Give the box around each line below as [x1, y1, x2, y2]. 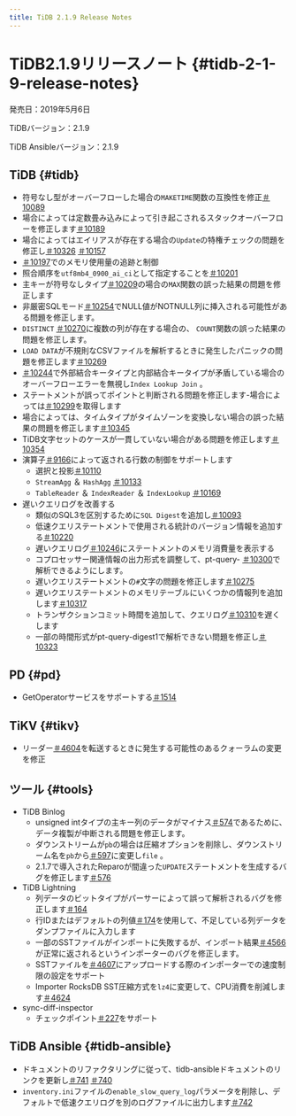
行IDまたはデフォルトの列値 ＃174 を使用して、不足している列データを [34, 914, 287, 926]
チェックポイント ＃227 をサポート [34, 1012, 158, 1023]
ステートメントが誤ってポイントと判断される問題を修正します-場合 [21, 390, 266, 400]
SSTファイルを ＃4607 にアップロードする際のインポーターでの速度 [34, 958, 278, 970]
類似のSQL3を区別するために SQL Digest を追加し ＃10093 [34, 510, 242, 521]
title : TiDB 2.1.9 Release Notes [9, 12, 133, 22]
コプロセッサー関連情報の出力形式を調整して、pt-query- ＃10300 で [34, 554, 281, 565]
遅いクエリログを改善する [21, 499, 116, 509]
